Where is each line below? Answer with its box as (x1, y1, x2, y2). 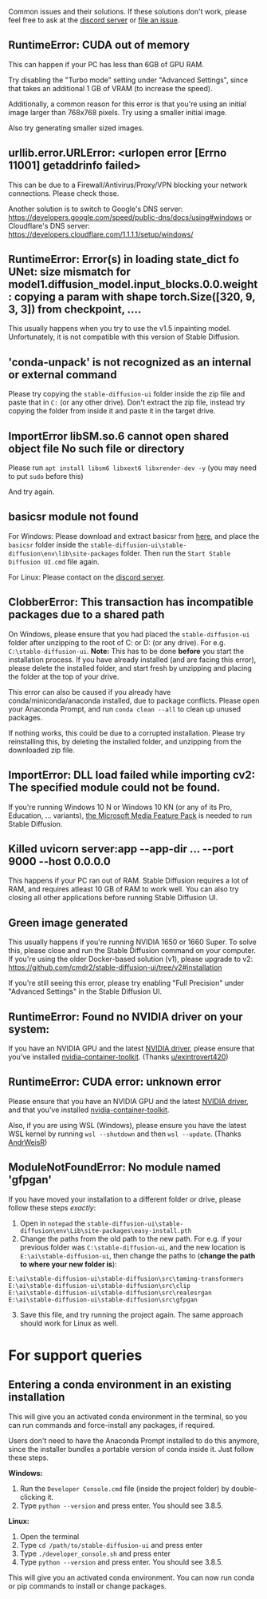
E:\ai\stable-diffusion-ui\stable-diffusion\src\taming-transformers (8, 1274, 245, 1282)
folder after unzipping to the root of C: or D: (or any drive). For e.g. (8, 637, 226, 647)
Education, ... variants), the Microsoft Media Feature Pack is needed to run (8, 811, 253, 820)
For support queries (8, 1346, 143, 1364)
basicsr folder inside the (8, 540, 89, 549)
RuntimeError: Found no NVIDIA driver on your (8, 1010, 243, 1023)
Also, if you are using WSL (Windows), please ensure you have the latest (8, 1120, 247, 1130)
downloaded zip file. (8, 745, 76, 755)
